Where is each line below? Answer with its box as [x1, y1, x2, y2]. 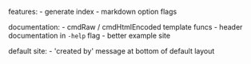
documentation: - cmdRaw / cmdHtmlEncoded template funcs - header [8, 22, 243, 31]
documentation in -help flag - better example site [8, 31, 170, 40]
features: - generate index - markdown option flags [8, 7, 177, 16]
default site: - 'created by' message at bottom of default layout [8, 46, 215, 55]
